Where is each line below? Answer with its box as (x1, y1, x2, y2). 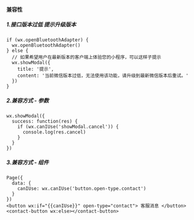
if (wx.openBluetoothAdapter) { (6, 37, 89, 43)
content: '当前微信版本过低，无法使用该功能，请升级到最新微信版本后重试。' (17, 73, 188, 79)
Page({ (6, 175, 23, 181)
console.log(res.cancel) (22, 129, 86, 135)
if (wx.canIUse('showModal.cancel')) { (17, 124, 119, 130)
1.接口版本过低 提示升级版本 (6, 21, 76, 28)
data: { (12, 180, 32, 186)
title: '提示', (17, 66, 54, 72)
